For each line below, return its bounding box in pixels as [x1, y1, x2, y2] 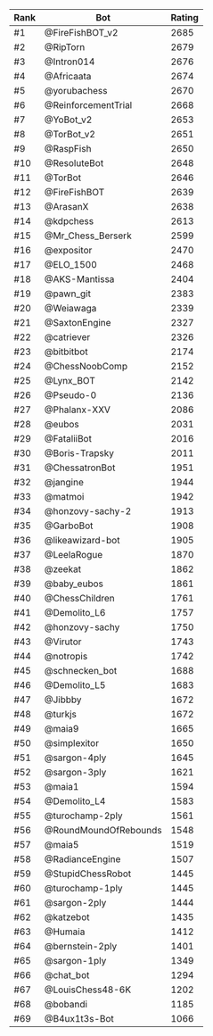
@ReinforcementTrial [44, 99, 133, 111]
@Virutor [44, 635, 82, 648]
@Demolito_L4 [44, 795, 106, 807]
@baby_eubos [44, 577, 104, 590]
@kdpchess [44, 215, 94, 227]
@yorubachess [44, 85, 108, 96]
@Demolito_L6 [44, 607, 106, 618]
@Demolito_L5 [44, 679, 106, 691]
